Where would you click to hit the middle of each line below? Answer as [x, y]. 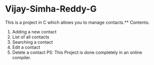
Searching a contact [32, 42]
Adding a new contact [34, 32]
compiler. [22, 57]
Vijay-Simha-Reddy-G [51, 9]
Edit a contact [26, 47]
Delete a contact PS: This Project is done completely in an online [77, 52]
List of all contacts [31, 37]
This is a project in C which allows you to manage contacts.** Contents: [77, 22]
